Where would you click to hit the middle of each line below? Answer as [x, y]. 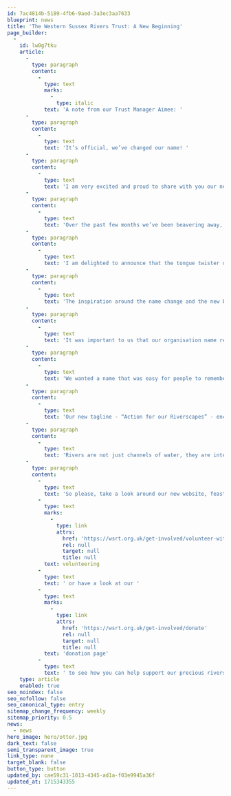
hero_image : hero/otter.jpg [47, 737]
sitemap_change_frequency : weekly [57, 711]
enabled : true [40, 686]
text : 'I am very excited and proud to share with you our [130, 187]
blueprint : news [30, 20]
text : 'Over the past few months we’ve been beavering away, [133, 224]
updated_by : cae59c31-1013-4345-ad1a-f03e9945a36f [81, 775]
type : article [40, 679]
